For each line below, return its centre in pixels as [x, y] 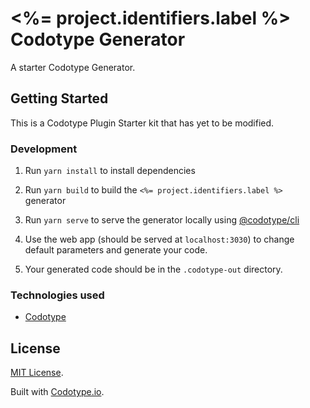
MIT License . [37, 373]
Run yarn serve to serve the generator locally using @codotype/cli [162, 220]
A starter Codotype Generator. [73, 67]
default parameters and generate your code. [116, 250]
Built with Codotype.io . [57, 392]
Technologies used [57, 295]
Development [44, 149]
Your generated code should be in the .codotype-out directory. [153, 269]
